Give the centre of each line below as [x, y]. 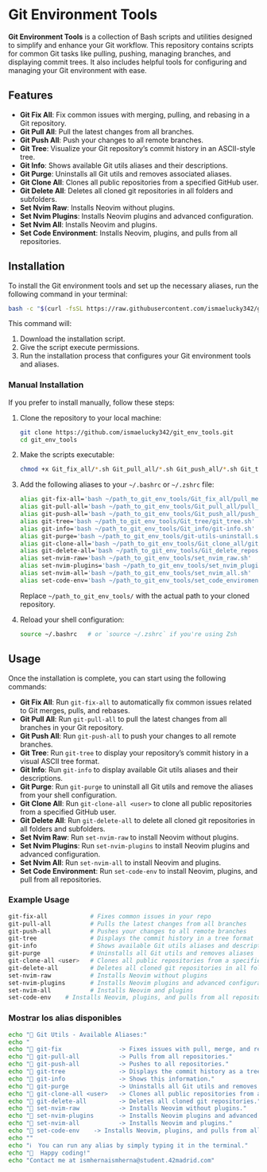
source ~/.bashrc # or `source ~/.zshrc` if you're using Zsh [128, 634]
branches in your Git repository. [72, 727]
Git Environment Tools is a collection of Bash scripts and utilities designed [130, 37]
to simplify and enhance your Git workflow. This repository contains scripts [131, 45]
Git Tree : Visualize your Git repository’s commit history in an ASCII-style [137, 148]
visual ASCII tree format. [60, 761]
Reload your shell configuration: [72, 619]
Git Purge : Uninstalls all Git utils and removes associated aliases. [126, 173]
